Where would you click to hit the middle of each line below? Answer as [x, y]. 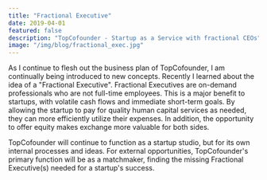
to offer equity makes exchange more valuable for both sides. [109, 127]
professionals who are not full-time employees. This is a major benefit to [127, 93]
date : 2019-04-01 [37, 23]
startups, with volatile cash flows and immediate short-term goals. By [122, 102]
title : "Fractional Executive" [60, 16]
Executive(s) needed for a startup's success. [81, 168]
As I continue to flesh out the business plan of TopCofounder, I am [116, 68]
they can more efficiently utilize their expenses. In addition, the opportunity [131, 119]
